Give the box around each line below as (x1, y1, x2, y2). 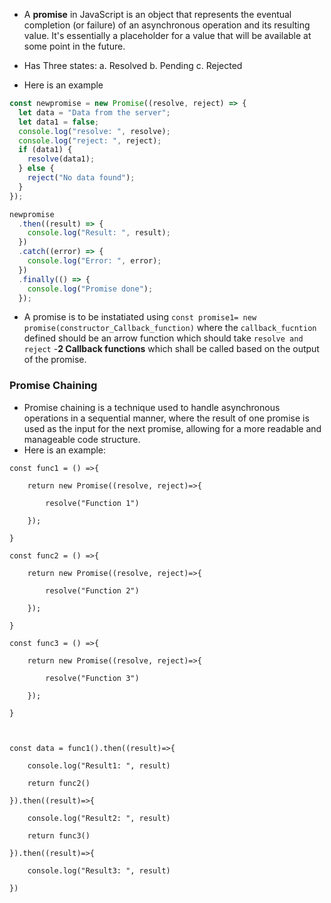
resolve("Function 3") (45, 673, 140, 683)
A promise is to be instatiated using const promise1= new (23, 311, 257, 323)
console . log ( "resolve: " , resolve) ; (18, 126, 171, 136)
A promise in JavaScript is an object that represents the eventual (23, 9, 292, 20)
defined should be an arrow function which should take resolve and (23, 332, 304, 344)
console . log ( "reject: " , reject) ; (18, 135, 162, 146)
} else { (18, 164, 55, 174)
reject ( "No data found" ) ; (27, 173, 136, 183)
